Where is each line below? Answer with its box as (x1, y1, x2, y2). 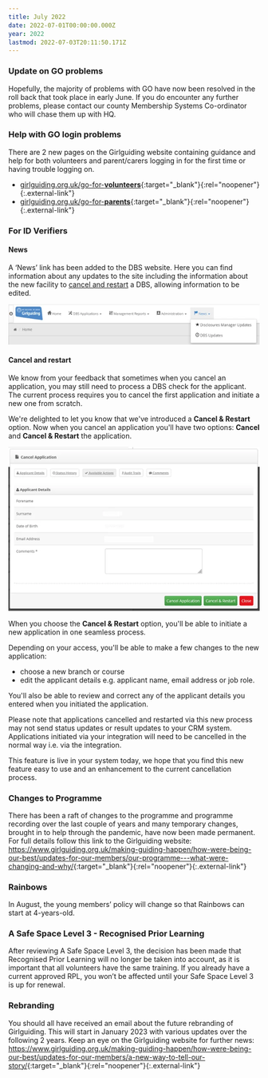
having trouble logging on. (8, 164, 95, 173)
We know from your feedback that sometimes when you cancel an (8, 372, 227, 383)
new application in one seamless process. (8, 627, 146, 637)
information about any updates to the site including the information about (8, 271, 249, 280)
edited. (8, 288, 32, 297)
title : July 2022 (8, 13, 66, 21)
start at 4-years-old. (8, 908, 76, 918)
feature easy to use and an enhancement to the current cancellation (8, 764, 231, 774)
